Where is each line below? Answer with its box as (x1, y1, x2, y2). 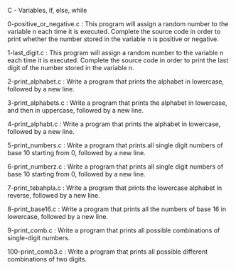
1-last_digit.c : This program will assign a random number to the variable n (7, 49, 224, 57)
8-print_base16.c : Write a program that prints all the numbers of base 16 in (7, 205, 226, 213)
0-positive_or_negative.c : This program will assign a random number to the (7, 20, 229, 28)
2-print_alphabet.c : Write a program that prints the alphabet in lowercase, (7, 77, 225, 86)
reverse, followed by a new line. (7, 191, 101, 199)
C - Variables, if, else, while (7, 6, 87, 14)
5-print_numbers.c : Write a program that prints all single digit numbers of (7, 141, 223, 150)
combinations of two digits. (7, 255, 87, 263)
